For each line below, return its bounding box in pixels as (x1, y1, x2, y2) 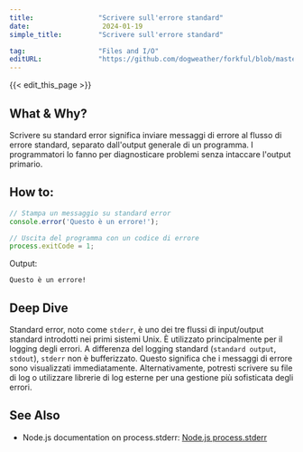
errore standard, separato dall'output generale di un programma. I (9, 139, 254, 150)
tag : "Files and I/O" (9, 46, 160, 55)
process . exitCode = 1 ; (9, 241, 95, 251)
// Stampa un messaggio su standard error (9, 209, 171, 218)
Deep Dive (9, 300, 69, 315)
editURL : (9, 55, 42, 64)
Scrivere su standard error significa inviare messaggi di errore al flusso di (9, 129, 282, 140)
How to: (9, 184, 54, 200)
